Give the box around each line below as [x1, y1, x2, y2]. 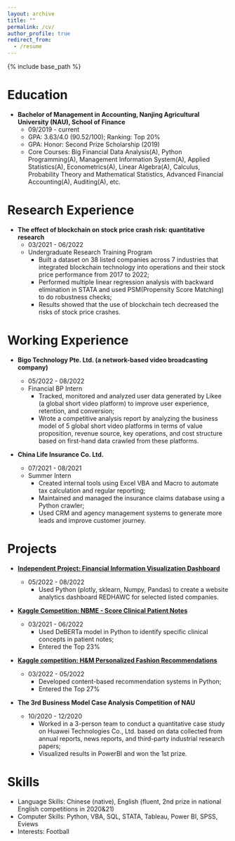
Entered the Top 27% [38, 684, 100, 693]
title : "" [7, 17, 36, 24]
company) [17, 363, 48, 372]
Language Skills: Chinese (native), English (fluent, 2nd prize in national [17, 797, 222, 806]
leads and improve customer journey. [38, 516, 146, 524]
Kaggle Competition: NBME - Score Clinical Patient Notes [17, 606, 188, 614]
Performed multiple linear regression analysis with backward [38, 277, 214, 286]
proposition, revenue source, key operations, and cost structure [38, 429, 223, 437]
